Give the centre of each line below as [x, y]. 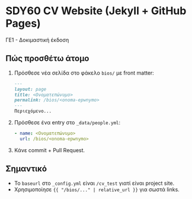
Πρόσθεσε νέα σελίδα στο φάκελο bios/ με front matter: [84, 73]
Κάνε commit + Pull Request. [49, 150]
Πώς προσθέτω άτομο [47, 58]
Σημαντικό [26, 169]
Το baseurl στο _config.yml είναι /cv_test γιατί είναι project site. [94, 183]
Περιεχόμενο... [33, 111]
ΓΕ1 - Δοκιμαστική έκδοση [37, 40]
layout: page [30, 89]
